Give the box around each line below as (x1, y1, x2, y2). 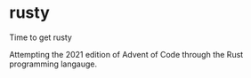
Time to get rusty (9, 32, 73, 43)
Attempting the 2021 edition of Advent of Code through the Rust (9, 49, 244, 59)
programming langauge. (9, 58, 98, 69)
